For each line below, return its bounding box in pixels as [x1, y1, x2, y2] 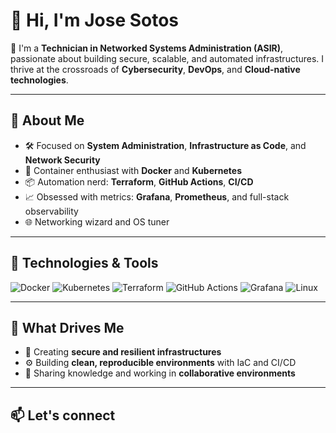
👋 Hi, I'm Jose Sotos [10, 9, 180, 32]
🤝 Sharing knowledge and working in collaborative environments [24, 367, 296, 379]
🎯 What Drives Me [10, 319, 125, 336]
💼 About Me [10, 112, 85, 129]
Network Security [24, 154, 101, 166]
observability [24, 205, 79, 217]
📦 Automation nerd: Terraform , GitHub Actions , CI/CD [24, 175, 254, 188]
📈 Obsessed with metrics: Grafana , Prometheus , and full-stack [24, 190, 290, 203]
